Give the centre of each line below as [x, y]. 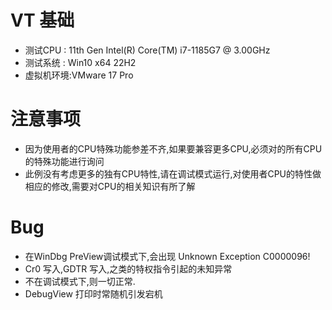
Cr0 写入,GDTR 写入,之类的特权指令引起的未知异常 [128, 268]
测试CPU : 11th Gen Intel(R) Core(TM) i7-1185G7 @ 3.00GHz [147, 50]
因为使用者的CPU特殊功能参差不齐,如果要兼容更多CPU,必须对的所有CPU [173, 148]
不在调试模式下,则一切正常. [80, 281]
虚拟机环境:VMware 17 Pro [79, 75]
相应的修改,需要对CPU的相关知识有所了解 [110, 186]
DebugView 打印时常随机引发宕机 [93, 293]
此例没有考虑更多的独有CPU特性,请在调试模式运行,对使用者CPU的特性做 [173, 173]
